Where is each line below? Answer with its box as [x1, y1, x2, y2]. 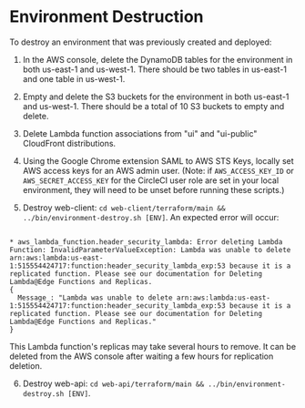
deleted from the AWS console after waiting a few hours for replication [9, 351, 274, 362]
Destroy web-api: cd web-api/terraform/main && [22, 378, 205, 389]
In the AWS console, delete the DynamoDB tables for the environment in [22, 54, 293, 65]
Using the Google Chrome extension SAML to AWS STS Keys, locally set [22, 155, 294, 166]
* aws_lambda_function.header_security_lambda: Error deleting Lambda [9, 237, 283, 247]
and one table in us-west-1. [22, 73, 126, 84]
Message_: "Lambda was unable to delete [17, 293, 173, 302]
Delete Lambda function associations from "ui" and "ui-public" [22, 127, 258, 138]
